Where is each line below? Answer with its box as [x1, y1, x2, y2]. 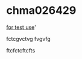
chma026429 [6, 4, 77, 17]
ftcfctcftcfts [6, 46, 36, 54]
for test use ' [6, 23, 36, 31]
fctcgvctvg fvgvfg [6, 35, 51, 42]
